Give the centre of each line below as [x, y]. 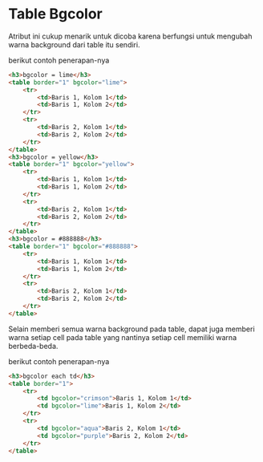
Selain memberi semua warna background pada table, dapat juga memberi [131, 329]
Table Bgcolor [55, 14]
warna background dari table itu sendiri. [74, 44]
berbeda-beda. [33, 346]
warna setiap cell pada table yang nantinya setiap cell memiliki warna [123, 337]
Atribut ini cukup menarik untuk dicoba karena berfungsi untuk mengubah [130, 36]
